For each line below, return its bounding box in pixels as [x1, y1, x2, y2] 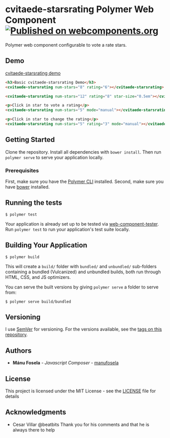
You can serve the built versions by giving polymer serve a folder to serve [5, 284, 159, 290]
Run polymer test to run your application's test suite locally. [5, 226, 130, 232]
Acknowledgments [5, 408, 67, 417]
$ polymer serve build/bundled [5, 299, 71, 304]
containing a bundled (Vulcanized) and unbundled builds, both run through [5, 269, 161, 275]
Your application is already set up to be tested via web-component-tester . [5, 221, 159, 227]
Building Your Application [5, 241, 88, 249]
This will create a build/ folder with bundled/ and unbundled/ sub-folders [5, 263, 157, 269]
